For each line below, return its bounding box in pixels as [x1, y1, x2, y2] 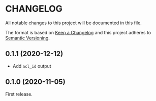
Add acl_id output [12, 63, 52, 69]
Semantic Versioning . [5, 35, 50, 41]
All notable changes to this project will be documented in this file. [5, 20, 142, 26]
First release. [5, 91, 33, 97]
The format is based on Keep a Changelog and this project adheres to [5, 29, 151, 35]
